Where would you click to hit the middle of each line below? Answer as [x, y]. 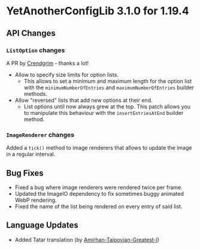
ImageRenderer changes [40, 135]
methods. [36, 93]
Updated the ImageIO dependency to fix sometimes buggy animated [99, 193]
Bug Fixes [25, 173]
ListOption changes [36, 50]
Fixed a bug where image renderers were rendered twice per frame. [99, 187]
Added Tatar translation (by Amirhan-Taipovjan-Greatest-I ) [87, 239]
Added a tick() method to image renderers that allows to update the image [99, 148]
